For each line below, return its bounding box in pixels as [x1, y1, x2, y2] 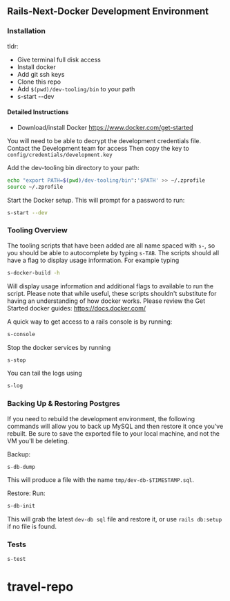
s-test [7, 555, 26, 562]
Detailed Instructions [7, 108, 69, 116]
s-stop [7, 356, 26, 364]
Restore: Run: [7, 489, 46, 497]
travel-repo [7, 579, 74, 594]
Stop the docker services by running [7, 343, 111, 351]
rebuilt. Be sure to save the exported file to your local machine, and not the [7, 429, 220, 438]
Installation [7, 26, 46, 36]
